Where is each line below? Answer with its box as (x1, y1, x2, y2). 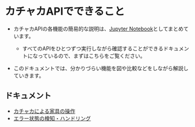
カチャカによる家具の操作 (13, 107, 76, 114)
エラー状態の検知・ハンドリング (13, 115, 91, 122)
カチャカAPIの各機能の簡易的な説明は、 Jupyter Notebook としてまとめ (13, 25, 184, 32)
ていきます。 (13, 72, 45, 79)
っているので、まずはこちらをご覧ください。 (38, 52, 146, 59)
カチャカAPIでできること (5, 5, 125, 18)
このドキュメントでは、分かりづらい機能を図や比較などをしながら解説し (13, 64, 189, 71)
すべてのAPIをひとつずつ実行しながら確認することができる (22, 44, 164, 52)
